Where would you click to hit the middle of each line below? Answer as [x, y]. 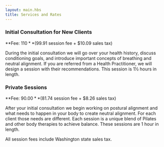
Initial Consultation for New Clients [49, 32]
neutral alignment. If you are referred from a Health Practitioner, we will [78, 63]
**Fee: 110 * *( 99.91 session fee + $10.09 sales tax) [59, 43]
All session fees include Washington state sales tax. [58, 139]
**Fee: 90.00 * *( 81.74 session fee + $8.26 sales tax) [61, 98]
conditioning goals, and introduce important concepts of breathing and [78, 58]
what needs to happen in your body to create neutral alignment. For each [81, 113]
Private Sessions [26, 87]
